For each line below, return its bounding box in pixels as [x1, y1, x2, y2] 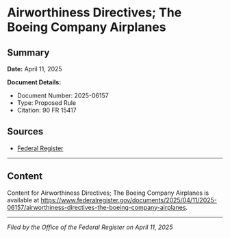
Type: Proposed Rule [16, 99, 77, 107]
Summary [7, 47, 50, 58]
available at [7, 195, 40, 204]
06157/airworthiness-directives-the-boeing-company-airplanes [7, 203, 186, 211]
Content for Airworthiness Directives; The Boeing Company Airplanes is [7, 189, 209, 197]
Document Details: [7, 78, 62, 86]
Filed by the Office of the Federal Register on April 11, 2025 [7, 223, 173, 231]
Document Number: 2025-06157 [16, 91, 109, 99]
